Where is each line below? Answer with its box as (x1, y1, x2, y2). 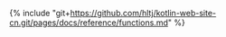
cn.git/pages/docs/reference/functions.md (9, 17, 169, 28)
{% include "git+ (9, 8, 71, 18)
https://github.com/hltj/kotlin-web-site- (70, 8, 217, 18)
